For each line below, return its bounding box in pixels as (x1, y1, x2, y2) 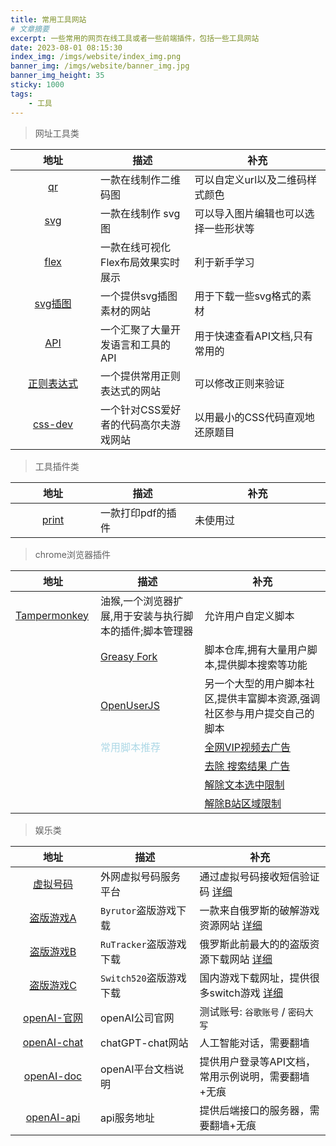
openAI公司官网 (100, 1011, 175, 1025)
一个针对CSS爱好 (100, 402, 182, 416)
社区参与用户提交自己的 (204, 706, 315, 720)
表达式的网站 (100, 384, 162, 398)
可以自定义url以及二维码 (194, 172, 308, 186)
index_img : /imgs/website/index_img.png (10, 52, 182, 62)
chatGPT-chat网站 (100, 1036, 189, 1050)
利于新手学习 (194, 255, 255, 269)
